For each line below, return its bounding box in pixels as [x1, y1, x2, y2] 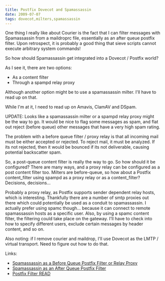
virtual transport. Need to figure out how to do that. [5, 241, 109, 247]
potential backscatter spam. [5, 149, 62, 156]
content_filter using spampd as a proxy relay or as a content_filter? [5, 175, 140, 181]
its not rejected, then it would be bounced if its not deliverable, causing [5, 144, 149, 150]
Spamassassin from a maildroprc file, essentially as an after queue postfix [5, 35, 155, 41]
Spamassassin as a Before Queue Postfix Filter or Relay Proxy [12, 260, 138, 266]
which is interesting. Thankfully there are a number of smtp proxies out [5, 195, 149, 201]
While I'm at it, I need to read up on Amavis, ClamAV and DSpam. [5, 104, 137, 110]
